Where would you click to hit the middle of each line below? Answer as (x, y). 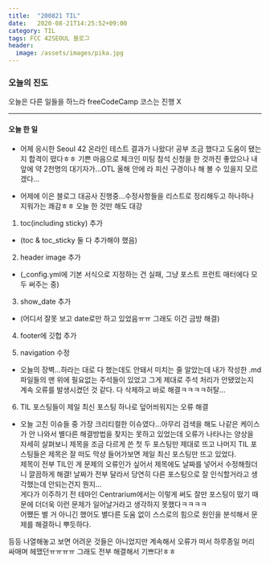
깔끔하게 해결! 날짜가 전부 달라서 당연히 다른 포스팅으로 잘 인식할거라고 (139, 474)
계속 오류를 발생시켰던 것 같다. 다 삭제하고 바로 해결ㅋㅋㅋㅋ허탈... (123, 390)
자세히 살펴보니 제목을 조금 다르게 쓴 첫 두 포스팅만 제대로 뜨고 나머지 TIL (134, 443)
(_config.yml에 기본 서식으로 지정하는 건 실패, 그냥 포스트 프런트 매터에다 (135, 274)
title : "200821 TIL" (45, 16)
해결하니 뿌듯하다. (63, 524)
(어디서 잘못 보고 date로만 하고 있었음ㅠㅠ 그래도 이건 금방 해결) (120, 318)
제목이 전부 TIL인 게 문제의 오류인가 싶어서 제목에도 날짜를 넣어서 (121, 464)
